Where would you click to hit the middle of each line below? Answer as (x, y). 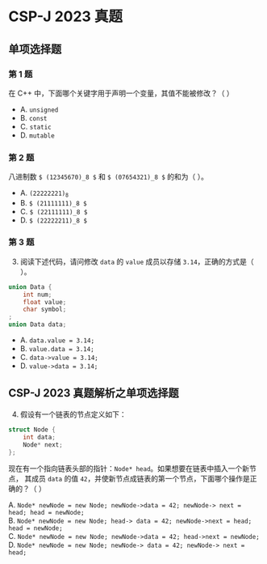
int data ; (40, 437)
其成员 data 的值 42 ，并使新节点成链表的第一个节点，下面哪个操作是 (137, 479)
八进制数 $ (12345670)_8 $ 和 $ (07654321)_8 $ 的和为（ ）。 (108, 177)
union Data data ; (38, 324)
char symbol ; (45, 310)
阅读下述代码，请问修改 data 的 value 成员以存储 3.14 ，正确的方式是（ (137, 261)
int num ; (38, 295)
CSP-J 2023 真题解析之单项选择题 (94, 393)
